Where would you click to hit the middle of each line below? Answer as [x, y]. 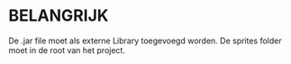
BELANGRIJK [59, 16]
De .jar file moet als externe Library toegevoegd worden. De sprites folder [145, 41]
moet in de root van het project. [67, 50]
